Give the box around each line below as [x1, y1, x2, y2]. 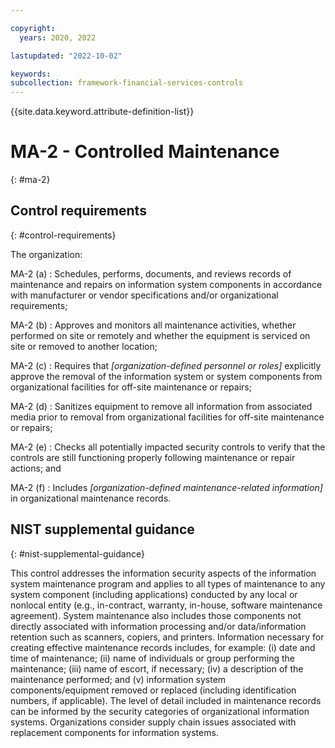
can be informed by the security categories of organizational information [10, 705, 310, 717]
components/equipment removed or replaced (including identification [10, 684, 297, 696]
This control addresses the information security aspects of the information [10, 567, 317, 579]
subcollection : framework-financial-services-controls [10, 78, 244, 88]
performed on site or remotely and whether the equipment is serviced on [10, 329, 311, 341]
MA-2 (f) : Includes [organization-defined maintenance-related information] [10, 481, 323, 493]
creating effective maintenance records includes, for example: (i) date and [10, 641, 316, 653]
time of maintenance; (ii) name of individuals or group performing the [10, 652, 295, 664]
